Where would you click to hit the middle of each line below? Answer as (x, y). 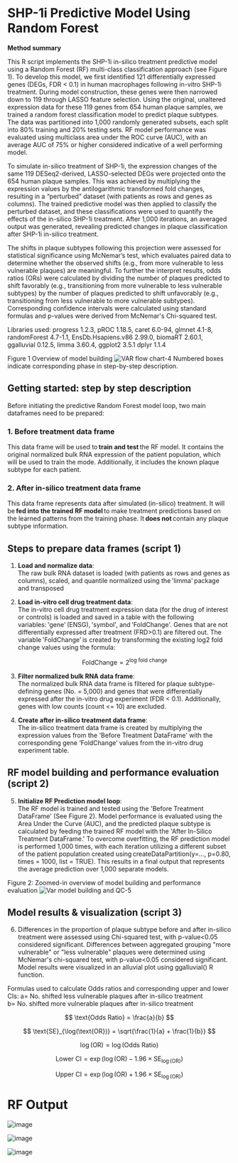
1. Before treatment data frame (61, 432)
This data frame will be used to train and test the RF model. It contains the (115, 447)
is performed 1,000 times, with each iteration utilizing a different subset (122, 846)
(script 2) (28, 784)
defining (30, 691)
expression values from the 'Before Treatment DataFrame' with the (115, 735)
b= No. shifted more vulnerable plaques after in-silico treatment (101, 1004)
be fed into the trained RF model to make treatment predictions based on (114, 511)
